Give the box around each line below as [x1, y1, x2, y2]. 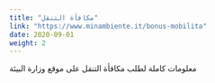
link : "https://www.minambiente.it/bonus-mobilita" [9, 22, 207, 31]
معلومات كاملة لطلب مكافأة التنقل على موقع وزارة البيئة [9, 63, 197, 74]
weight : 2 [9, 38, 47, 48]
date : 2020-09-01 [9, 30, 75, 39]
